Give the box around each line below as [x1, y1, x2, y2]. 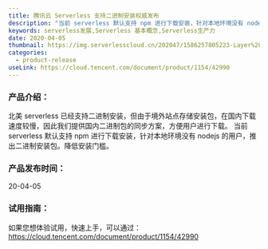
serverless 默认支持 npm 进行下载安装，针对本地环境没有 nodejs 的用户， [8, 131, 250, 140]
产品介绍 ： [8, 91, 49, 102]
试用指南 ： [8, 203, 49, 214]
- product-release [15, 57, 77, 65]
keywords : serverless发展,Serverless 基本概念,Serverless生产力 [8, 26, 215, 34]
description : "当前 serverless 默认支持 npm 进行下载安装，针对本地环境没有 [8, 19, 244, 27]
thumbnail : [8, 41, 45, 49]
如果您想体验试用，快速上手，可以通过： [8, 223, 141, 232]
